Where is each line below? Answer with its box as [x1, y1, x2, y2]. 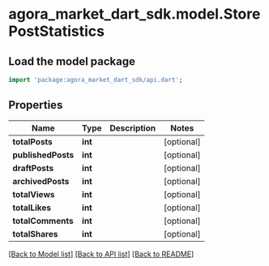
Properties [8, 98, 63, 112]
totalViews [12, 188, 55, 199]
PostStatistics [8, 22, 105, 41]
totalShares [12, 228, 58, 239]
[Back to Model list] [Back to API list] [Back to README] [8, 249, 194, 259]
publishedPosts [12, 149, 75, 161]
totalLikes [12, 202, 51, 213]
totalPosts [12, 135, 53, 147]
